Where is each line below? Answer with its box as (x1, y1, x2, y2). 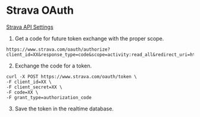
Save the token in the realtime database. (14, 105, 114, 112)
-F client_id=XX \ (6, 79, 52, 85)
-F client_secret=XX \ (6, 84, 62, 90)
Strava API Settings (6, 23, 54, 30)
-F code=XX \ (6, 89, 39, 96)
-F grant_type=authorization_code (6, 94, 92, 100)
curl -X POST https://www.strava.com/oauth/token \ (6, 73, 137, 79)
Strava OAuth (6, 4, 74, 17)
